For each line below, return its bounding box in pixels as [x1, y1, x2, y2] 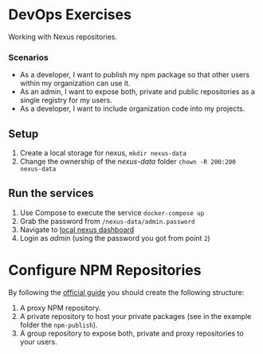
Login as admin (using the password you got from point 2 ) [19, 233, 210, 242]
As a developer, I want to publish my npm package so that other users [19, 70, 249, 80]
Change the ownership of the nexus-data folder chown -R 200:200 [19, 157, 237, 167]
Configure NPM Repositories [8, 262, 202, 280]
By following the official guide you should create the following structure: [8, 287, 245, 297]
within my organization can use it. [19, 78, 131, 88]
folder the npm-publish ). [19, 320, 98, 329]
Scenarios [8, 52, 49, 63]
